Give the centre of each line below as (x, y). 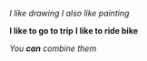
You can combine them (53, 48)
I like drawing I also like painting (69, 13)
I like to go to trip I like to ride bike (74, 30)
